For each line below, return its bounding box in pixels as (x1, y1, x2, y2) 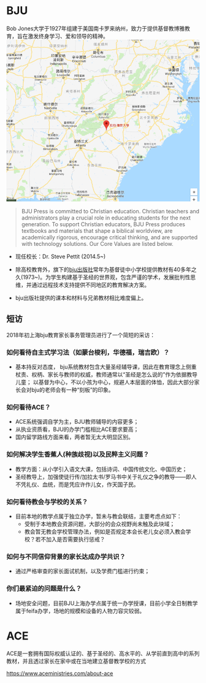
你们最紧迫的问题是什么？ (6, 584, 82, 593)
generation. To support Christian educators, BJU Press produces (21, 220, 186, 227)
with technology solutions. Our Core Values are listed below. (21, 240, 174, 247)
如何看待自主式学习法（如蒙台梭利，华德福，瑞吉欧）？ (6, 348, 170, 356)
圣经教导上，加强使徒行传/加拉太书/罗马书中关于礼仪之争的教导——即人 (15, 473, 197, 480)
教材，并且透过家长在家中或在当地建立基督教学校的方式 (6, 657, 146, 665)
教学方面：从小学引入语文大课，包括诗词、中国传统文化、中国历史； (15, 465, 188, 473)
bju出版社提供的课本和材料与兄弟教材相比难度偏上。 (15, 294, 147, 301)
